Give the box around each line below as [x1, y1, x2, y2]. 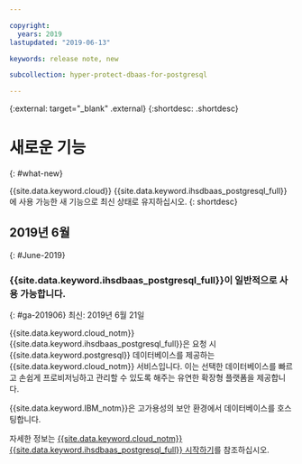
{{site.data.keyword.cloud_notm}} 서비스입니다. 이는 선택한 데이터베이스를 [9, 361, 277, 372]
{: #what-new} [9, 168, 63, 179]
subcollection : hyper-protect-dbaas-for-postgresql [9, 70, 207, 79]
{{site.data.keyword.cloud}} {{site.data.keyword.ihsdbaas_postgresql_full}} [9, 186, 288, 197]
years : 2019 [17, 29, 63, 39]
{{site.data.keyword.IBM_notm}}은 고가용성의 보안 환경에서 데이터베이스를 [9, 403, 276, 413]
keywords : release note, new [9, 54, 119, 63]
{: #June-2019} [9, 249, 66, 260]
